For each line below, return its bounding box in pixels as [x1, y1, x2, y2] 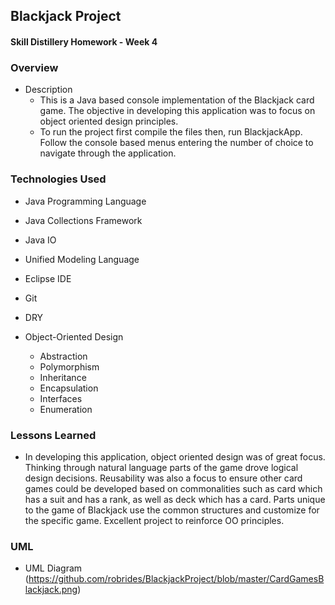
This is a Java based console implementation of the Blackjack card [39, 94, 315, 106]
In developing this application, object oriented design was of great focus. [24, 450, 326, 463]
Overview [10, 60, 59, 74]
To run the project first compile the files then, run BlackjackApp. [39, 126, 303, 138]
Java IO [24, 234, 57, 246]
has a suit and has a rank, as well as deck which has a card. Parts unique [24, 493, 326, 505]
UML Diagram [24, 562, 83, 574]
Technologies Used [10, 172, 107, 186]
